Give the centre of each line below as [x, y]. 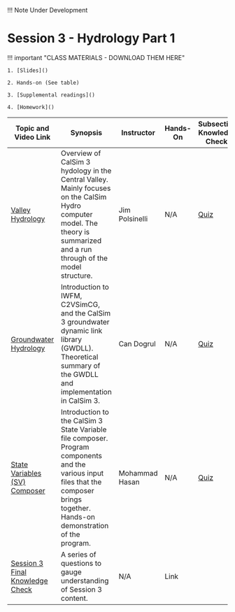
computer [77, 214]
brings [71, 499]
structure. [77, 276]
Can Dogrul [137, 343]
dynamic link [81, 330]
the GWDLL [80, 374]
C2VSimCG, [80, 304]
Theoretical [79, 357]
